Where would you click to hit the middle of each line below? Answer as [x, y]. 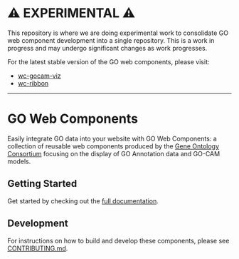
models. [19, 161]
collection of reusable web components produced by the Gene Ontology [113, 146]
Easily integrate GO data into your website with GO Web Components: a [112, 138]
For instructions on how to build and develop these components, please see [118, 240]
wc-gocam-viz [39, 76]
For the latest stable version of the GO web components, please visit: [108, 61]
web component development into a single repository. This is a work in [111, 40]
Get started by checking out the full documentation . [83, 200]
